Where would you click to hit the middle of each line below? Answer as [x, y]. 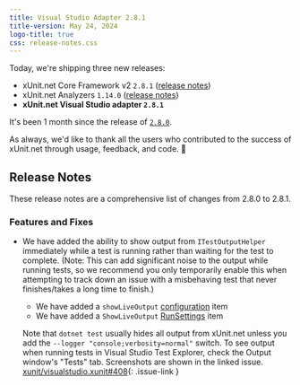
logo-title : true [42, 34]
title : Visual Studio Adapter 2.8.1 [77, 17]
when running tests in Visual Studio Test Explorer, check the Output [146, 353]
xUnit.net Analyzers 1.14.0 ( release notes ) [100, 95]
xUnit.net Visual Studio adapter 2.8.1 [93, 105]
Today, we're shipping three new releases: [87, 68]
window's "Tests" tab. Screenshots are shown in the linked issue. [143, 362]
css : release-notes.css [54, 43]
